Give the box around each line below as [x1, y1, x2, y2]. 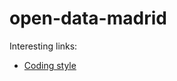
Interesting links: [9, 40, 78, 52]
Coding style [23, 59, 77, 71]
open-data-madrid [9, 7, 167, 30]
